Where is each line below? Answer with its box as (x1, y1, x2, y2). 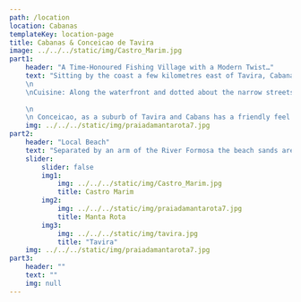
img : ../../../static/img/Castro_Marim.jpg (56, 180, 222, 189)
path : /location (9, 13, 70, 22)
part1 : (9, 55, 34, 63)
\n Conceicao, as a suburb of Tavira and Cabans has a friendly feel (25, 113, 291, 122)
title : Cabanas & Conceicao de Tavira (9, 38, 154, 47)
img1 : (41, 171, 63, 180)
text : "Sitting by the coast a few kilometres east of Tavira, (25, 71, 267, 80)
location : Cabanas (9, 21, 78, 30)
